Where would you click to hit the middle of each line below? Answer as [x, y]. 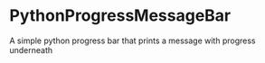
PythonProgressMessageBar [120, 16]
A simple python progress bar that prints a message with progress [132, 40]
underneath [31, 49]
